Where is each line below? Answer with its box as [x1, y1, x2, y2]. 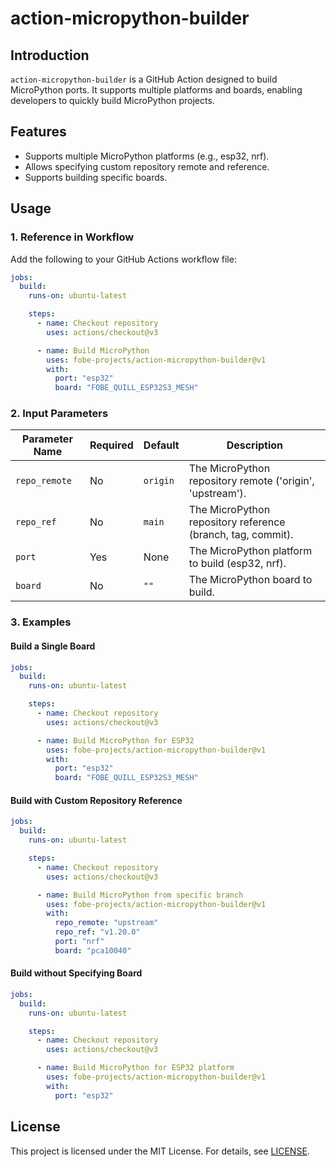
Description [226, 438, 284, 452]
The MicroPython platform [188, 544, 313, 558]
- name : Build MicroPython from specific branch [36, 890, 244, 900]
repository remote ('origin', [188, 474, 315, 488]
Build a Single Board [10, 640, 96, 652]
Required [89, 438, 134, 452]
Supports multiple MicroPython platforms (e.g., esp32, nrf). [24, 150, 270, 162]
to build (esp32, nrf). [188, 557, 287, 571]
